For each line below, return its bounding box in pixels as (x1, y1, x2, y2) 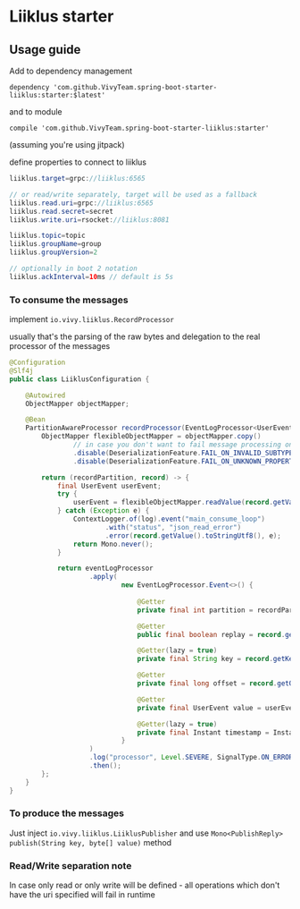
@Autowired (25, 391, 66, 400)
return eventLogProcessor (56, 564, 154, 573)
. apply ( (88, 573, 118, 582)
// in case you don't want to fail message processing (72, 440, 281, 449)
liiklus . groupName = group (9, 240, 102, 249)
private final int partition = (137, 606, 254, 615)
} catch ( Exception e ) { (56, 506, 150, 515)
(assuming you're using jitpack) (9, 140, 125, 149)
